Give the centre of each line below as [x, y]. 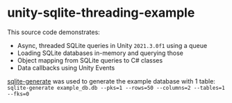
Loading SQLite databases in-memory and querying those [100, 53]
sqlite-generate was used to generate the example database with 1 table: [111, 81]
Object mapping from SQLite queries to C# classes [90, 60]
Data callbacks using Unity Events [66, 68]
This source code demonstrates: [54, 32]
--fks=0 [18, 94]
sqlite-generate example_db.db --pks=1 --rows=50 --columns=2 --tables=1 [116, 88]
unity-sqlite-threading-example [101, 13]
